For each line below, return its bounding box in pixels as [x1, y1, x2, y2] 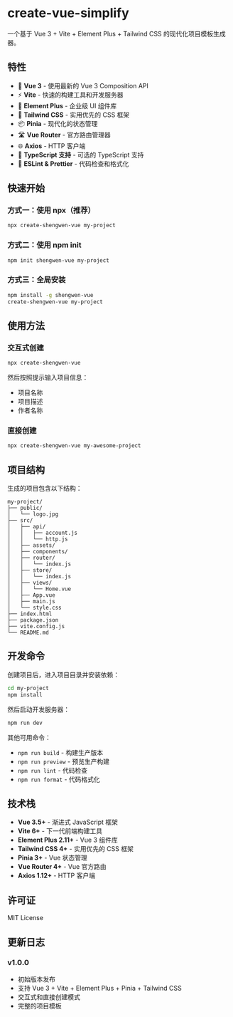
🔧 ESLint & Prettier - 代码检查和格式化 [17, 159, 129, 168]
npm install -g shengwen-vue [7, 291, 94, 298]
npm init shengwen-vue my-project [7, 256, 110, 264]
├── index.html [7, 610, 53, 617]
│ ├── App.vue [7, 592, 55, 599]
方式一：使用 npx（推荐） [7, 205, 96, 215]
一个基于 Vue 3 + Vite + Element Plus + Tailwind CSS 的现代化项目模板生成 [7, 29, 226, 38]
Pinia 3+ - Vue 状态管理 [17, 853, 87, 862]
